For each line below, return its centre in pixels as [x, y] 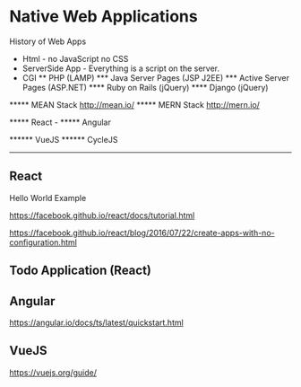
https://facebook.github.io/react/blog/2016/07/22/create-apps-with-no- [142, 233]
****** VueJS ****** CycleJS [64, 139]
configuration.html [43, 242]
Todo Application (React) [81, 271]
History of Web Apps [48, 41]
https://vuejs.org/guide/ [53, 372]
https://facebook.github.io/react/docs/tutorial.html [102, 215]
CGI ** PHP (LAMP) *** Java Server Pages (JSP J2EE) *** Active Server [155, 77]
